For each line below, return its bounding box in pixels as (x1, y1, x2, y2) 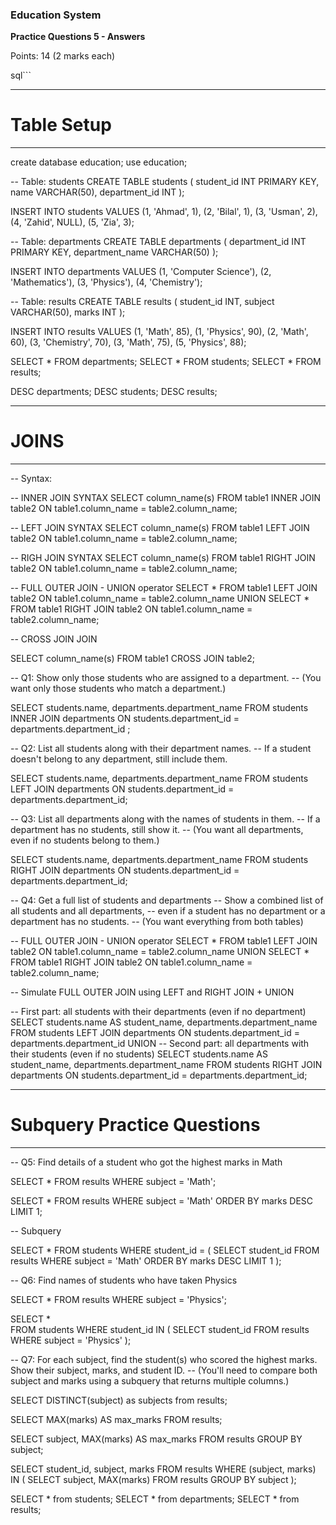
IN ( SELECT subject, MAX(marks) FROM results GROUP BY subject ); (10, 1474, 297, 1486)
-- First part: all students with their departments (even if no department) (10, 1006, 307, 1018)
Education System (10, 8, 102, 22)
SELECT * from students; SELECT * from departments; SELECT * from (10, 1493, 300, 1505)
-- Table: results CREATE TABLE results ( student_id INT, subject (10, 296, 275, 308)
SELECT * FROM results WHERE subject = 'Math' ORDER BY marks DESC (10, 1195, 314, 1207)
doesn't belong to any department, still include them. (10, 753, 228, 765)
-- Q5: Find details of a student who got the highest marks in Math (10, 1156, 283, 1168)
